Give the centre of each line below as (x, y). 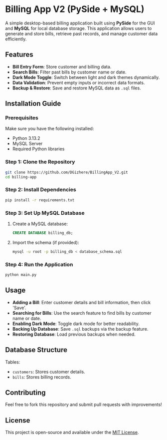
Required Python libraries (38, 149)
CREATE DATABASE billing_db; (43, 233)
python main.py (21, 275)
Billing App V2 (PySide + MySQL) (75, 9)
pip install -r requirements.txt (40, 200)
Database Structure (36, 350)
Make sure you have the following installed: (50, 129)
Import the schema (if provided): (46, 242)
